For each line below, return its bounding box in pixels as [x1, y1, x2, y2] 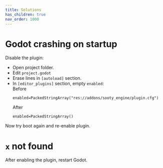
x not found [5, 140, 54, 152]
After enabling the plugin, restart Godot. [5, 157, 88, 163]
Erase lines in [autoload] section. [12, 75, 82, 81]
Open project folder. [12, 65, 54, 71]
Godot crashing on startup [5, 38, 117, 50]
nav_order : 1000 [5, 17, 39, 22]
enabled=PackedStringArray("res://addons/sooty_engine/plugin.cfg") [12, 96, 159, 101]
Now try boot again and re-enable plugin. [5, 123, 90, 129]
